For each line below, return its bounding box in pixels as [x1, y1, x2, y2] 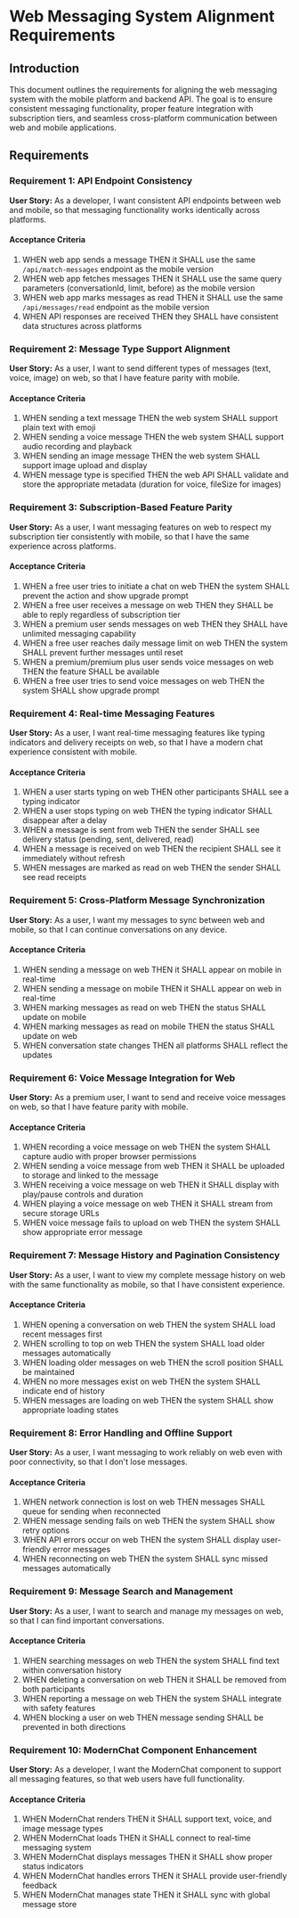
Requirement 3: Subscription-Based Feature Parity [9, 501, 233, 514]
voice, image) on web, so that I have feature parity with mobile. [9, 373, 240, 383]
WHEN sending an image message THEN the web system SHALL [21, 450, 261, 461]
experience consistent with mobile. [9, 746, 138, 757]
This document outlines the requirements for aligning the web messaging [9, 85, 278, 95]
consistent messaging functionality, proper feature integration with [9, 103, 254, 113]
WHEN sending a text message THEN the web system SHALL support [21, 413, 279, 424]
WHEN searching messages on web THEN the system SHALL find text [21, 1655, 280, 1666]
